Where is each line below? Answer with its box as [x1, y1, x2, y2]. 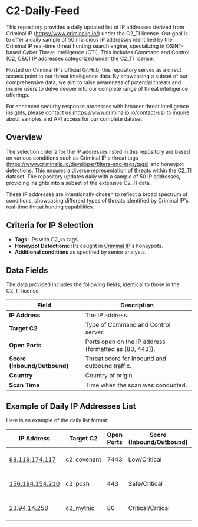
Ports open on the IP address [85, 337, 166, 346]
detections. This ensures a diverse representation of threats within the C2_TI [6, 167, 192, 174]
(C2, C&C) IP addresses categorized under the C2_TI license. [6, 55, 154, 62]
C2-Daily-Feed [6, 4, 80, 18]
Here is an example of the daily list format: [6, 417, 109, 424]
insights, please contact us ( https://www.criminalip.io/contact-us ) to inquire [6, 109, 190, 116]
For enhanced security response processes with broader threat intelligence [6, 102, 189, 110]
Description [120, 301, 154, 310]
